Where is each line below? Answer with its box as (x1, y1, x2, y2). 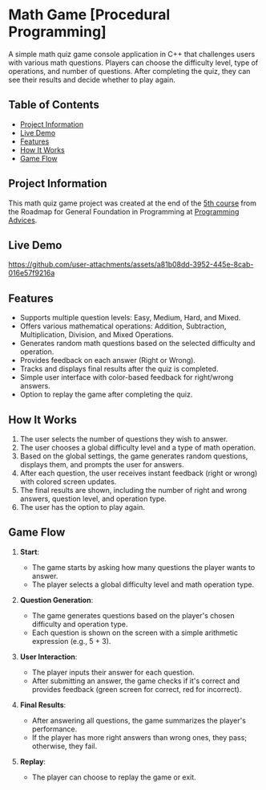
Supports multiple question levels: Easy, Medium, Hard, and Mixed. (19, 313, 241, 323)
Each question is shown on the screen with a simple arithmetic (31, 628, 239, 637)
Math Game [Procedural (8, 6, 171, 24)
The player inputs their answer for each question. (31, 667, 195, 677)
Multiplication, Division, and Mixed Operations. (19, 330, 174, 340)
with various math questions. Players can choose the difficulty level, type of (8, 58, 259, 67)
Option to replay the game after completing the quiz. (19, 389, 193, 399)
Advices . (8, 215, 38, 225)
